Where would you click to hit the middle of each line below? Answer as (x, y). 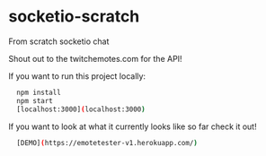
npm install (39, 92)
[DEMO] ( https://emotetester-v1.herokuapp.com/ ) (107, 143)
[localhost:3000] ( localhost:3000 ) (81, 109)
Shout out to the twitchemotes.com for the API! (95, 58)
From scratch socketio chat (59, 41)
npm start (35, 100)
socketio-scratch (74, 17)
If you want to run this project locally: (77, 76)
